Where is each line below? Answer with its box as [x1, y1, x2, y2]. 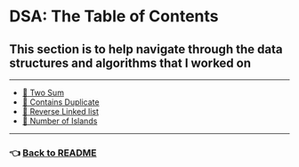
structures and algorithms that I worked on [9, 55, 252, 70]
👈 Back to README [9, 147, 97, 159]
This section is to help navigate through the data [9, 42, 283, 57]
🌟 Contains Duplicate [21, 97, 100, 107]
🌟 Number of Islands [21, 115, 98, 126]
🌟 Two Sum [21, 87, 65, 98]
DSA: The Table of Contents [9, 6, 219, 27]
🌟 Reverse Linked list [21, 107, 100, 116]
